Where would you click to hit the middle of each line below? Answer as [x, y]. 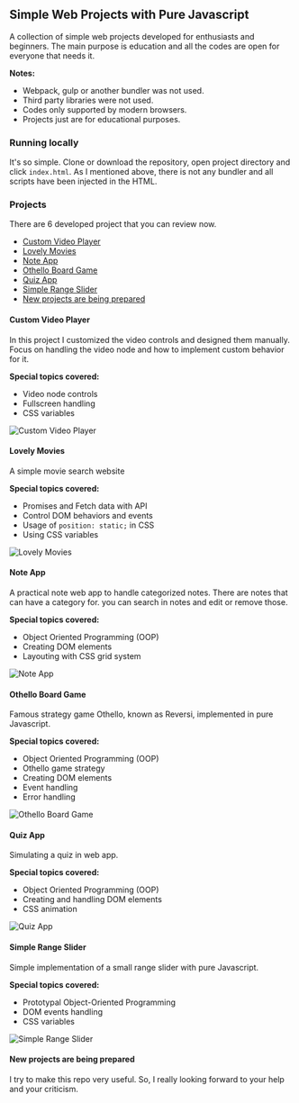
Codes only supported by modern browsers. [104, 109]
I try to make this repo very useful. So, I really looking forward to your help [147, 1079]
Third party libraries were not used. [88, 100]
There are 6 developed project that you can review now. [113, 224]
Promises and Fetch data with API [85, 506]
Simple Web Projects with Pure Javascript [129, 15]
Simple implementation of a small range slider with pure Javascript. [134, 967]
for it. [19, 358]
